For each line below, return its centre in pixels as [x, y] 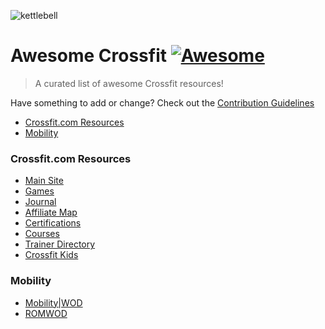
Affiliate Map [51, 212]
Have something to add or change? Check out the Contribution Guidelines [162, 102]
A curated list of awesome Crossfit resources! [129, 83]
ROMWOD [46, 313]
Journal [40, 202]
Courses [42, 234]
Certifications [53, 223]
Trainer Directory [60, 244]
